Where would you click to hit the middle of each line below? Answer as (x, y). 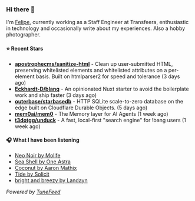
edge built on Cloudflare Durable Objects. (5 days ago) (81, 108)
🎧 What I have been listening (43, 140)
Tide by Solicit (32, 174)
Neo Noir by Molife (37, 155)
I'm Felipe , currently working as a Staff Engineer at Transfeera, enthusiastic (97, 22)
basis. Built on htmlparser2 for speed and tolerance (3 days (108, 76)
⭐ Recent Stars (25, 48)
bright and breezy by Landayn (51, 180)
